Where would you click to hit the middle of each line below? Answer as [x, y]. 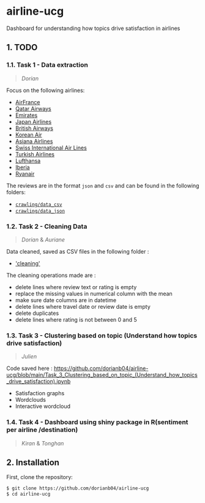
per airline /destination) [42, 430]
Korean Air [28, 134]
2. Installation [33, 462]
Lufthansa [28, 161]
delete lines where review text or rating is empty [76, 287]
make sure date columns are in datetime [66, 300]
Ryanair [25, 173]
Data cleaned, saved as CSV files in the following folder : [78, 251]
